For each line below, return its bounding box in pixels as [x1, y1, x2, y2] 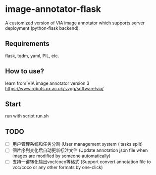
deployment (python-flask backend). [5, 25, 80, 31]
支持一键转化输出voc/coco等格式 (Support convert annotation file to [12, 159, 151, 165]
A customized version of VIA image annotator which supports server [5, 20, 145, 26]
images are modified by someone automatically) [12, 153, 111, 159]
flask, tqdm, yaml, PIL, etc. [5, 53, 59, 58]
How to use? [5, 67, 45, 75]
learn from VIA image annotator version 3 [5, 80, 90, 86]
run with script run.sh [5, 113, 49, 119]
